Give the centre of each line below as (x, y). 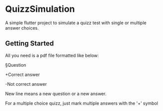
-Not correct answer (26, 84)
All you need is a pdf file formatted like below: (52, 55)
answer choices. (22, 28)
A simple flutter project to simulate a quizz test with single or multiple (76, 23)
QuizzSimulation (40, 9)
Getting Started (30, 44)
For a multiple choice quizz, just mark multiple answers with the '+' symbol (81, 103)
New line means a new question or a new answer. (56, 93)
